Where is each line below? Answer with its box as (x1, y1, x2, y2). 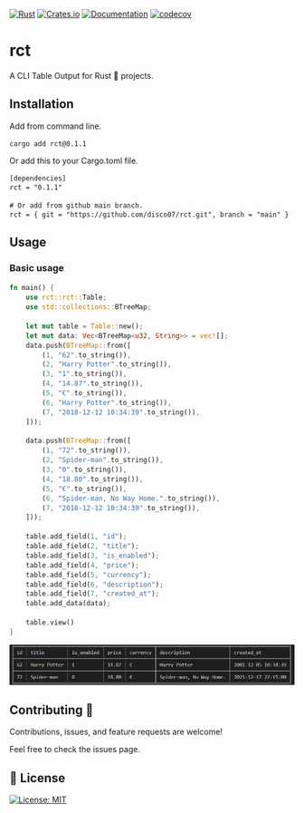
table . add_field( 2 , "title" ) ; (25, 542, 140, 551)
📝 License (9, 770, 66, 786)
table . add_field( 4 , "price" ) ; (25, 560, 140, 570)
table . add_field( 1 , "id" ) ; (25, 532, 128, 541)
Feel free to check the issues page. (9, 744, 140, 755)
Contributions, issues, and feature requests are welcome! (9, 726, 223, 738)
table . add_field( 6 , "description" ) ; (25, 580, 165, 589)
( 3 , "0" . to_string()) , (42, 465, 128, 475)
